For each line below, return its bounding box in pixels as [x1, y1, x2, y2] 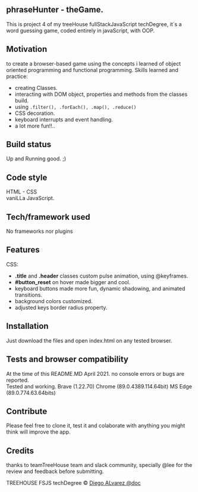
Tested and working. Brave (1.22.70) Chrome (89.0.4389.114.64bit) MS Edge [6, 382, 192, 390]
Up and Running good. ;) [6, 155, 67, 163]
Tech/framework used [6, 211, 90, 222]
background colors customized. [14, 297, 93, 304]
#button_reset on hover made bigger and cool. [14, 278, 131, 285]
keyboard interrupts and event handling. [14, 116, 113, 123]
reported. [6, 376, 29, 384]
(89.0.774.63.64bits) [6, 389, 56, 396]
